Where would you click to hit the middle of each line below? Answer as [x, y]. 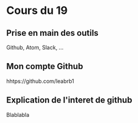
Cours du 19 [37, 11]
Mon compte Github [45, 66]
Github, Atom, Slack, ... [35, 47]
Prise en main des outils [53, 33]
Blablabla [18, 115]
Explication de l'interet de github [69, 100]
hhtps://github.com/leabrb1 [40, 81]
